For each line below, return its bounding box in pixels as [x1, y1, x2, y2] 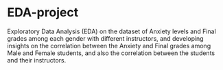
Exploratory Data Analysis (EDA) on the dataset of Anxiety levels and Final [7, 27, 216, 35]
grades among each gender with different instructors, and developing [7, 34, 204, 42]
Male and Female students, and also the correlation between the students [7, 49, 215, 57]
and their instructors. [7, 56, 67, 64]
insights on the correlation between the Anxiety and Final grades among [7, 41, 211, 50]
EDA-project [7, 5, 79, 20]
